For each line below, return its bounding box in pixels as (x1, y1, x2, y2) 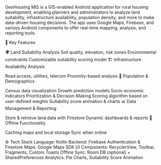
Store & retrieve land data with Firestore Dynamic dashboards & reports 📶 (5, 115, 153, 121)
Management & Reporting (5, 105, 57, 111)
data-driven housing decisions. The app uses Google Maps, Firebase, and (5, 20, 154, 25)
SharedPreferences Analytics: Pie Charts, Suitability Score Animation (5, 155, 143, 160)
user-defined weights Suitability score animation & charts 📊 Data (5, 99, 137, 104)
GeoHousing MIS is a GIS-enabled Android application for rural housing (5, 4, 149, 10)
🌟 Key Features (5, 40, 36, 45)
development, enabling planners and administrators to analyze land (5, 9, 141, 15)
